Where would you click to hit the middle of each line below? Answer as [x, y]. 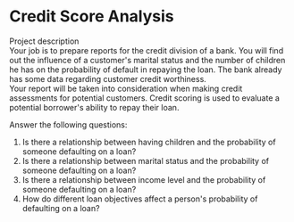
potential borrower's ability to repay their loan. [94, 107]
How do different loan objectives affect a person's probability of [140, 199]
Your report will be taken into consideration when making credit [126, 88]
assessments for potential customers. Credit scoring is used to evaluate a [144, 98]
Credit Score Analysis [92, 16]
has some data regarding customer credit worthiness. [108, 78]
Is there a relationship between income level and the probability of [144, 179]
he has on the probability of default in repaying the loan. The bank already [146, 70]
